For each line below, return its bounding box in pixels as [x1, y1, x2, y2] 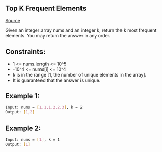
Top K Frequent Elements [5, 4, 87, 13]
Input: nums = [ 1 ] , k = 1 [5, 137, 60, 142]
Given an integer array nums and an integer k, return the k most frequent [5, 27, 157, 33]
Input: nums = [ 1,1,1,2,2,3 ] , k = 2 [5, 105, 83, 110]
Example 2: [5, 124, 42, 132]
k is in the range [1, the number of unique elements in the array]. [12, 71, 147, 78]
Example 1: [5, 92, 40, 100]
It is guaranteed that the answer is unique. [12, 77, 101, 83]
